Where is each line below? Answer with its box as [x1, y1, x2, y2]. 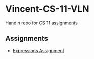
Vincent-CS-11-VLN [5, 3, 89, 15]
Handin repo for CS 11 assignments [5, 20, 78, 26]
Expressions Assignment [12, 47, 64, 53]
